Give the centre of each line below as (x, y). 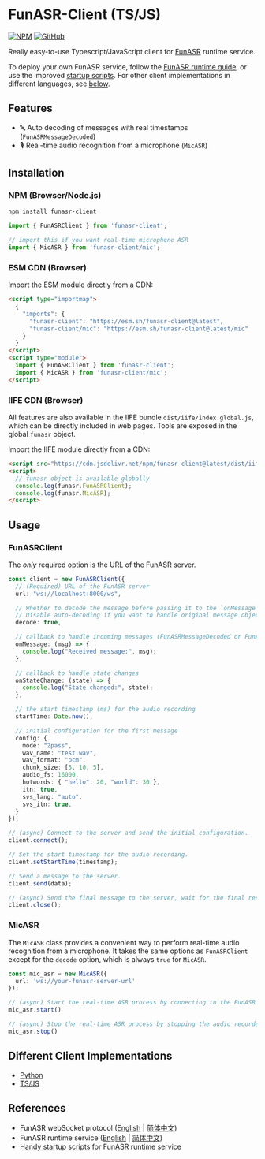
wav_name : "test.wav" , (60, 753)
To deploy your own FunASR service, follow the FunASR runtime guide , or (127, 67)
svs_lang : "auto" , (52, 797)
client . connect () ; (38, 840)
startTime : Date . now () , (54, 717)
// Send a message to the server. (65, 876)
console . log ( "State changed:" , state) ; (88, 688)
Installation (36, 173)
